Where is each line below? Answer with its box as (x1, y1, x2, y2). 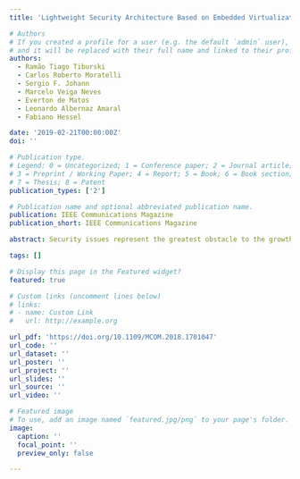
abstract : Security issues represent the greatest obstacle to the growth (9, 235, 294, 244)
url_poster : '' (9, 357, 66, 366)
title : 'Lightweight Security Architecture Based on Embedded (9, 13, 246, 22)
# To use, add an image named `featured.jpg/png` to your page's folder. (9, 416, 290, 424)
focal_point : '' (17, 440, 78, 450)
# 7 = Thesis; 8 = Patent (9, 178, 105, 187)
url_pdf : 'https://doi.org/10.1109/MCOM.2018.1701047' (9, 332, 218, 342)
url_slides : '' (9, 374, 66, 383)
